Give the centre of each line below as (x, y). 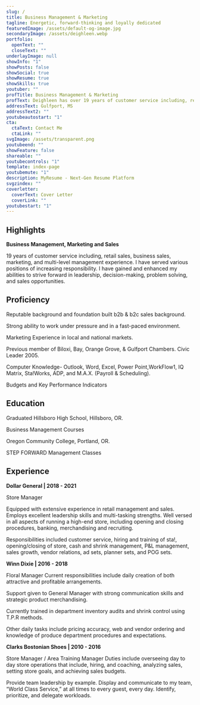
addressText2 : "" (28, 112)
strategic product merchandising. (47, 599)
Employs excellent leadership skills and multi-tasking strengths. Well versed (99, 515)
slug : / (16, 12)
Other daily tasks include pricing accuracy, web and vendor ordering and (96, 629)
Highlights (26, 230)
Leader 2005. (23, 355)
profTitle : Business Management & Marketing (62, 95)
